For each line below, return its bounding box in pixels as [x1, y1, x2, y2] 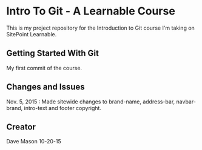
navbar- [176, 98, 196, 105]
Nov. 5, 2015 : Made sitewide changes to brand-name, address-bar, [6, 98, 175, 105]
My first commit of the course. [6, 64, 82, 71]
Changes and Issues [6, 82, 85, 92]
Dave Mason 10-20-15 [6, 138, 62, 145]
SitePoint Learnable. [6, 30, 57, 37]
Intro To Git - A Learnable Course [6, 4, 176, 18]
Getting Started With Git [6, 48, 99, 59]
